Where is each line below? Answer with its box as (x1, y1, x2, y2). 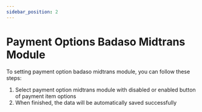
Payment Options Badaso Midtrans (6, 35, 186, 48)
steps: (6, 74, 22, 82)
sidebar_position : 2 (6, 8, 59, 15)
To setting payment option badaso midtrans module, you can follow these (6, 68, 190, 75)
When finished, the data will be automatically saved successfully (15, 99, 177, 106)
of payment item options (15, 92, 76, 100)
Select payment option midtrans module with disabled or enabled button (15, 86, 196, 93)
